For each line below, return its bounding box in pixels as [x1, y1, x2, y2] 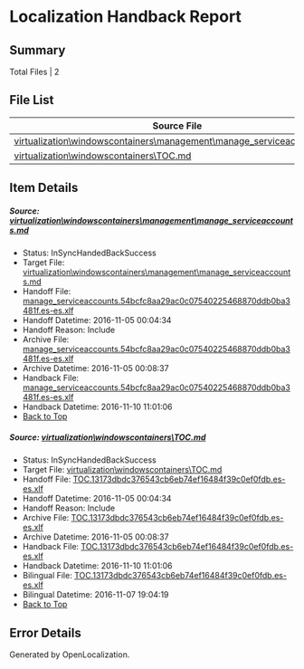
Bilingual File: [22, 570, 72, 581]
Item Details [9, 180, 79, 196]
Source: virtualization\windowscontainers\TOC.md [9, 432, 206, 443]
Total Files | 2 [9, 66, 60, 77]
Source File [152, 119, 203, 132]
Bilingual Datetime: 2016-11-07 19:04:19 [22, 589, 169, 600]
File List [9, 92, 54, 108]
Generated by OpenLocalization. [9, 649, 130, 660]
